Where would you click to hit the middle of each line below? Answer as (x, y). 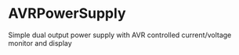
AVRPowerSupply (67, 14)
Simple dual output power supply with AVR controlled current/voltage (120, 35)
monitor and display (40, 43)
